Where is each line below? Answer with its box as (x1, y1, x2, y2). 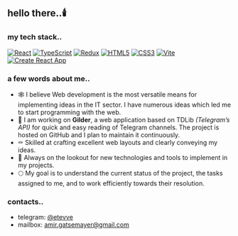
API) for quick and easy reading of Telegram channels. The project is (17, 123, 220, 132)
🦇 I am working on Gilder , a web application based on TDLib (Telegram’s (17, 115, 230, 124)
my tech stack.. (7, 32, 63, 42)
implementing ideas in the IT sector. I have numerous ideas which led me (17, 100, 232, 109)
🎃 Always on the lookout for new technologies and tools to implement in (17, 153, 228, 161)
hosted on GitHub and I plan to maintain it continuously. (17, 130, 180, 139)
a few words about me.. (7, 73, 90, 83)
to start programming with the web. (17, 107, 121, 117)
